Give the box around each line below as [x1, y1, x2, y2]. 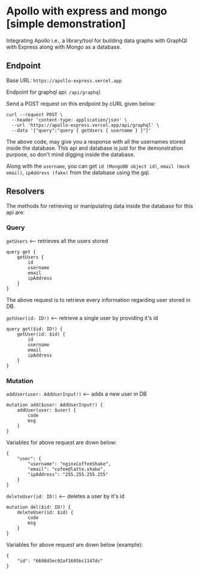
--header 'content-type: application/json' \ [11, 117, 128, 123]
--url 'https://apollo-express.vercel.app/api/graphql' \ [11, 122, 160, 128]
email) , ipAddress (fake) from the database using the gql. [6, 168, 150, 176]
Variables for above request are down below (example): [6, 541, 143, 549]
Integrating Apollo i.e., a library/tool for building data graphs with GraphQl [6, 37, 188, 44]
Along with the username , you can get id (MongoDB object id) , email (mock [6, 162, 191, 170]
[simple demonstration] [6, 17, 126, 31]
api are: [6, 209, 25, 216]
